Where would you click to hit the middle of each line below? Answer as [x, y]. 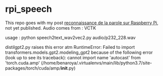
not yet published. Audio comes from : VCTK [51, 28]
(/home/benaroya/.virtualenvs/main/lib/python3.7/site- [96, 63]
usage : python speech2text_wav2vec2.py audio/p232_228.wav [70, 38]
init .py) [68, 68]
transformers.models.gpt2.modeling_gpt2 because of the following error [79, 52]
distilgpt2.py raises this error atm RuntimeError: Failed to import [70, 47]
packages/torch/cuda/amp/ [33, 68]
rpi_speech [28, 9]
